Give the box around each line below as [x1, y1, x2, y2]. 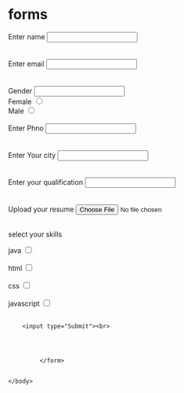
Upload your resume [8, 204, 74, 214]
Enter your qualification [8, 177, 84, 186]
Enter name [8, 31, 45, 41]
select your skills [8, 230, 63, 239]
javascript [8, 299, 41, 308]
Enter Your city [8, 150, 56, 160]
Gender [8, 86, 33, 95]
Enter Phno [8, 123, 45, 133]
